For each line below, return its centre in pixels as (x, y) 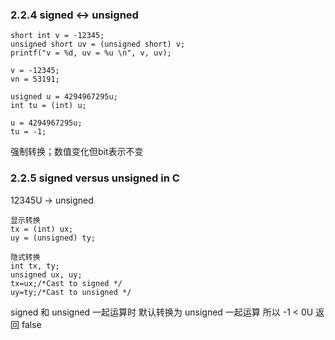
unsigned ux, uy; (46, 274)
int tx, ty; (35, 266)
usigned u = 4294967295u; (64, 97)
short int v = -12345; (57, 36)
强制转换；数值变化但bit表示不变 (77, 152)
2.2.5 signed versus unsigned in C (95, 178)
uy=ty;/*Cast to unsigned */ (71, 292)
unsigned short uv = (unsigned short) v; (98, 44)
